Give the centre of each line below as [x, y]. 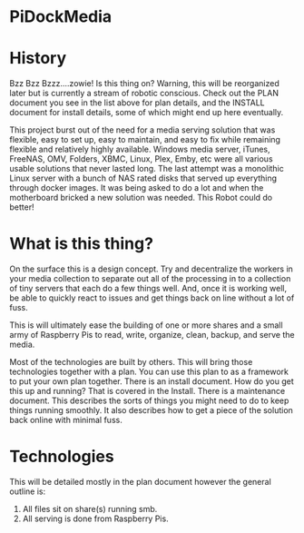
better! [22, 207]
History [38, 59]
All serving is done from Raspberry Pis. [96, 518]
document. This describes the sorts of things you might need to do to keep [149, 400]
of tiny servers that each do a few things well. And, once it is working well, [148, 289]
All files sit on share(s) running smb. [90, 509]
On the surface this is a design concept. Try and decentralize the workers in [151, 269]
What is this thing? [82, 244]
